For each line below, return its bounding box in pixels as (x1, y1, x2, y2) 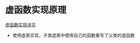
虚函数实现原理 (5, 4, 67, 16)
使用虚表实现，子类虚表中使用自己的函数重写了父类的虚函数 (12, 32, 135, 38)
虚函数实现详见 (5, 22, 36, 28)
